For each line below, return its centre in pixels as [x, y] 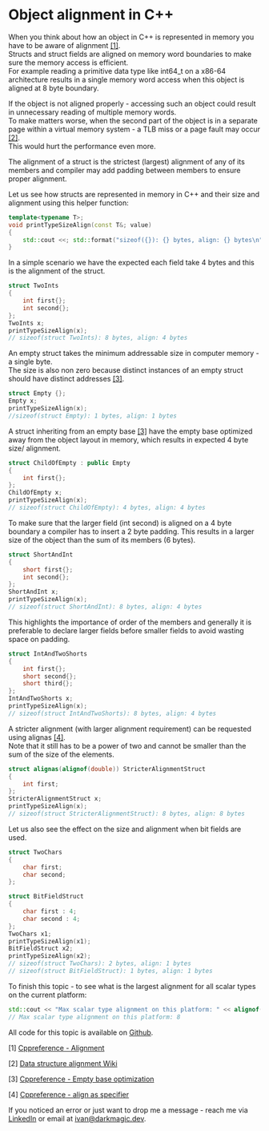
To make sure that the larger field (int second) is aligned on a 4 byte [120, 523]
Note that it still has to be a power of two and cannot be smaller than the [127, 745]
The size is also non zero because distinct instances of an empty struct [126, 370]
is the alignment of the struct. [57, 271]
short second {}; [50, 676]
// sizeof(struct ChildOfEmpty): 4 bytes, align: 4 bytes [107, 508]
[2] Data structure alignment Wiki [63, 1063]
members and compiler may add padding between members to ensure [124, 170]
